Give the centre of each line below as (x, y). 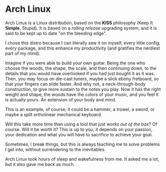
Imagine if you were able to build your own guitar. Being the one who (75, 63)
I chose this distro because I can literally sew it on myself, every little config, (83, 43)
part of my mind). (23, 53)
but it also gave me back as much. (40, 164)
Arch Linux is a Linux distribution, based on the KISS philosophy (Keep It (79, 23)
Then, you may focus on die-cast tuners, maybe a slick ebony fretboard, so (82, 79)
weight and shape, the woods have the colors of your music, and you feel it (82, 94)
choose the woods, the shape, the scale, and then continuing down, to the (81, 68)
